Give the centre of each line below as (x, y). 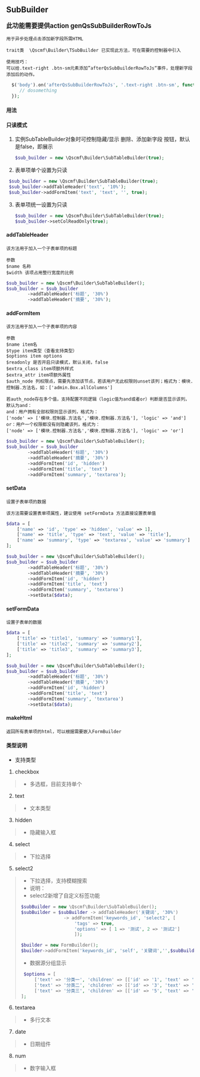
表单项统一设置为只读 (41, 204)
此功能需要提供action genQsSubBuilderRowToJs (79, 26)
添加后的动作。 (22, 74)
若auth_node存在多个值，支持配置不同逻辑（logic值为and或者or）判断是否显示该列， (98, 399)
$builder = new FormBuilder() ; (60, 945)
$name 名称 (19, 266)
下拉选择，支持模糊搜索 (58, 881)
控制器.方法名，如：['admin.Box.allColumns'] (60, 388)
